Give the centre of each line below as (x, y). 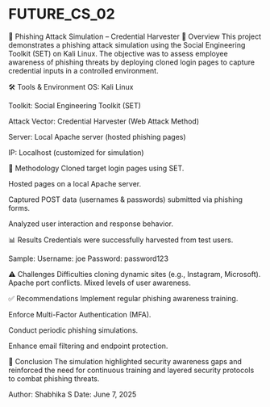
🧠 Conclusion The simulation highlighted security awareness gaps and (125, 361)
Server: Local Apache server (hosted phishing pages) (98, 136)
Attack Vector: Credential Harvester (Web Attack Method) (104, 121)
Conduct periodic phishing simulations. (73, 330)
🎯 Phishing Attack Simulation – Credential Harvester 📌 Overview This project (135, 36)
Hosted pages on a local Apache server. (75, 183)
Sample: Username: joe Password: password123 (89, 258)
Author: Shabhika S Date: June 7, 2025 (73, 394)
